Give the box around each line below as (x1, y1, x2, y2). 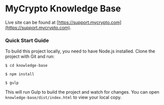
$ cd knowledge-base (5, 63, 48, 68)
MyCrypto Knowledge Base (5, 3, 121, 14)
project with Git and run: (5, 53, 55, 59)
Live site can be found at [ (5, 19, 59, 25)
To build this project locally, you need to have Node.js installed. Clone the (5, 48, 156, 54)
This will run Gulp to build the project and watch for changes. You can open (5, 89, 160, 95)
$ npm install (5, 72, 35, 77)
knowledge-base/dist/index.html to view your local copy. (5, 95, 122, 101)
